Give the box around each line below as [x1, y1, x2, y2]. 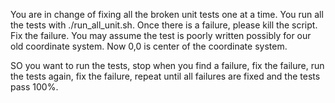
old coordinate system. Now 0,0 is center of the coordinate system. [10, 40, 288, 52]
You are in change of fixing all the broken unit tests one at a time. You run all [10, 9, 324, 20]
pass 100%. [10, 81, 59, 93]
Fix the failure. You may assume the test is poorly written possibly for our [10, 30, 312, 41]
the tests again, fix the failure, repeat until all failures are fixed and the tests [10, 70, 321, 82]
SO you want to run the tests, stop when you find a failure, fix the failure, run [10, 60, 325, 71]
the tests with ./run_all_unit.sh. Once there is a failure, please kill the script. [10, 19, 318, 31]
